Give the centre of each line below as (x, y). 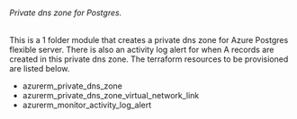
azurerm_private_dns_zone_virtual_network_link (111, 96)
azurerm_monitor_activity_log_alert (87, 105)
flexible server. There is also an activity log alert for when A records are (142, 50)
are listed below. (40, 69)
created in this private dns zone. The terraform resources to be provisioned (149, 59)
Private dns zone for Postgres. (66, 13)
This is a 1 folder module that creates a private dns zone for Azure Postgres (149, 40)
